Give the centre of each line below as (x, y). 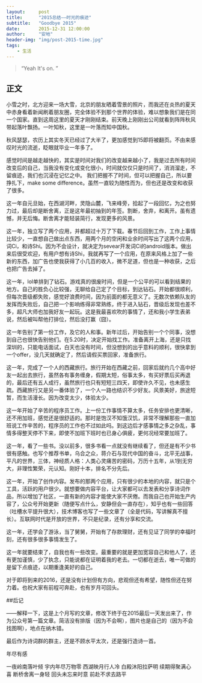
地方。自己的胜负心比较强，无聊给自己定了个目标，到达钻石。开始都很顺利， (101, 289)
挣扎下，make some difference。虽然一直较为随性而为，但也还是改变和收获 (100, 183)
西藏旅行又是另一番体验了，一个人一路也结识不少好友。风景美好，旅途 (103, 390)
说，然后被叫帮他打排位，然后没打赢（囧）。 (60, 319)
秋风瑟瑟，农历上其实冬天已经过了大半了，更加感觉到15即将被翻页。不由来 (98, 140)
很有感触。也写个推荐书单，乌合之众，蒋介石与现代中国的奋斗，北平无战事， (101, 453)
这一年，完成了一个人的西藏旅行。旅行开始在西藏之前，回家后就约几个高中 (98, 367)
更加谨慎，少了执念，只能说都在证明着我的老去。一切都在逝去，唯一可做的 (103, 559)
